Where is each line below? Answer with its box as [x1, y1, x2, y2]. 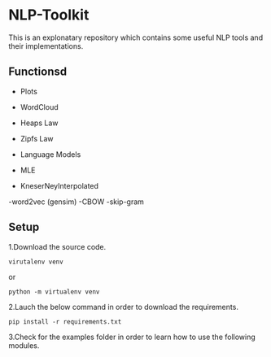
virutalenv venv [8, 258, 63, 266]
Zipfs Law [20, 133, 54, 143]
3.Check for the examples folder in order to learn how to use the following [8, 332, 256, 342]
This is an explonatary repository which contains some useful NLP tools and [8, 33, 263, 42]
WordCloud [20, 102, 59, 111]
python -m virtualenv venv [8, 287, 100, 296]
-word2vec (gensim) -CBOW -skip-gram [8, 197, 145, 207]
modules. [8, 340, 40, 350]
